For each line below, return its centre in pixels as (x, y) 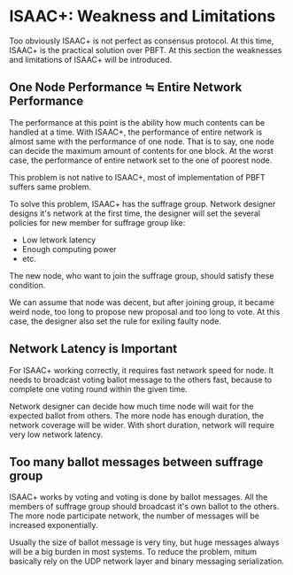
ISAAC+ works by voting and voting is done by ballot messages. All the (139, 497)
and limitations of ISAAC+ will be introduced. (91, 59)
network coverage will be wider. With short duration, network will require (142, 425)
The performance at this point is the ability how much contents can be (137, 122)
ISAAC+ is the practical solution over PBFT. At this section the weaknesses (146, 50)
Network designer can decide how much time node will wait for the (131, 406)
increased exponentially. (54, 525)
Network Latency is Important (93, 349)
